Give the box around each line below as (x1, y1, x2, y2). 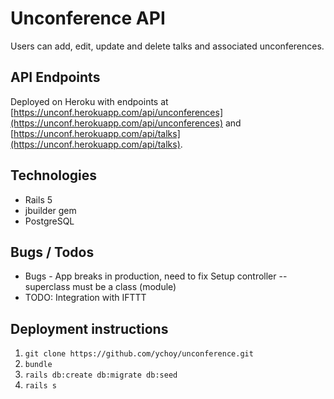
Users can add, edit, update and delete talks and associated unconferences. (10, 40, 325, 52)
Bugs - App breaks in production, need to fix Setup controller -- (24, 270, 288, 282)
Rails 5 (24, 193, 53, 206)
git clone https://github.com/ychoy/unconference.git (24, 349, 254, 359)
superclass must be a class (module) (24, 281, 177, 293)
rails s (24, 381, 57, 391)
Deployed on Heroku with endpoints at (10, 95, 169, 107)
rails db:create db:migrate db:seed (24, 370, 178, 381)
